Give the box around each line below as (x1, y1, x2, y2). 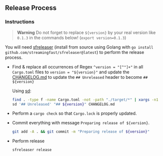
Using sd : (12, 87, 32, 94)
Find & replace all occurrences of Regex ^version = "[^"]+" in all (12, 64, 144, 69)
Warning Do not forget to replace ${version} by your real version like (17, 29, 156, 35)
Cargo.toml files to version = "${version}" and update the (12, 69, 130, 75)
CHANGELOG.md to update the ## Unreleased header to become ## (12, 74, 148, 80)
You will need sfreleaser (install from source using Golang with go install (5, 44, 154, 50)
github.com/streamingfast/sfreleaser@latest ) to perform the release (5, 49, 145, 55)
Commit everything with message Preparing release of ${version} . (12, 120, 150, 126)
